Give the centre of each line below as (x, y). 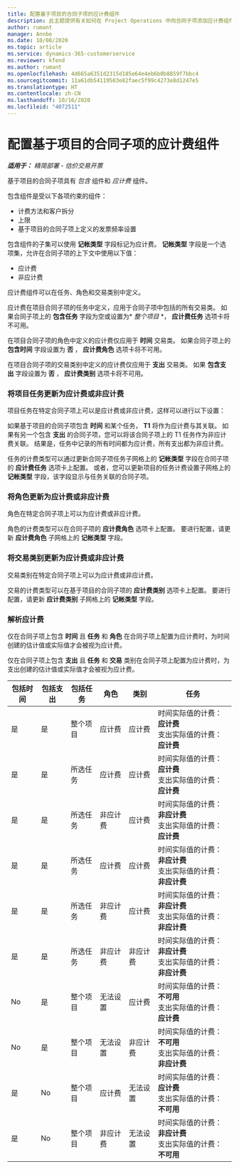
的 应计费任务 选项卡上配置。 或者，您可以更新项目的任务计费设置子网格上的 (119, 467)
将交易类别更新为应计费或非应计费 (66, 558)
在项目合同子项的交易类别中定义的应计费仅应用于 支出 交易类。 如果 (107, 364)
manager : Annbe (30, 34)
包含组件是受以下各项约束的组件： (57, 196)
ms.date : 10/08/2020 (38, 41)
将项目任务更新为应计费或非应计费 (66, 393)
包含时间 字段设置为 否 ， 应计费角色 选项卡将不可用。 (86, 349)
